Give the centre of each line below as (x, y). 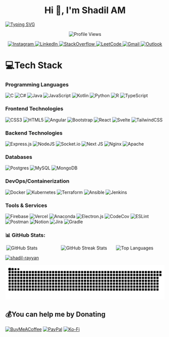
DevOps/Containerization (37, 181)
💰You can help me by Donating (55, 314)
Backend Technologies (34, 133)
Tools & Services (26, 205)
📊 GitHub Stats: (25, 235)
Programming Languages (37, 85)
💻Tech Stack (34, 66)
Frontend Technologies (34, 109)
